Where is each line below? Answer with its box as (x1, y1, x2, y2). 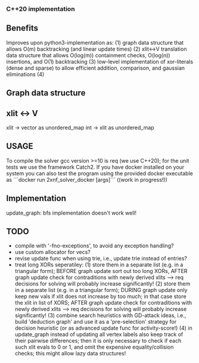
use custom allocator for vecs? (14, 249, 91, 256)
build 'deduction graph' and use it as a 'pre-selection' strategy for (14, 318, 177, 325)
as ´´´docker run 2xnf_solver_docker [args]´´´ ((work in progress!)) (6, 176, 168, 183)
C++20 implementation (6, 5, 76, 13)
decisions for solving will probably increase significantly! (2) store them (14, 280, 191, 287)
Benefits (6, 23, 39, 33)
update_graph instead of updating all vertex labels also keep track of (14, 331, 184, 338)
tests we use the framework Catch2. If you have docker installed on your (6, 163, 185, 170)
